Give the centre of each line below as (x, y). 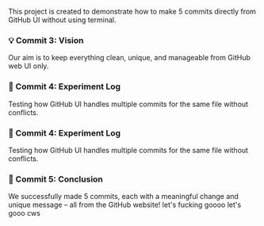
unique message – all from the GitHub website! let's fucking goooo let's (125, 205)
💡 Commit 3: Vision (46, 40)
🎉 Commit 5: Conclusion (55, 179)
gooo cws (25, 213)
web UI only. (29, 66)
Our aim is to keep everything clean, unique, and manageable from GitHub (130, 58)
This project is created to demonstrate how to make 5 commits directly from (132, 11)
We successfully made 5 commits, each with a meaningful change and (124, 197)
